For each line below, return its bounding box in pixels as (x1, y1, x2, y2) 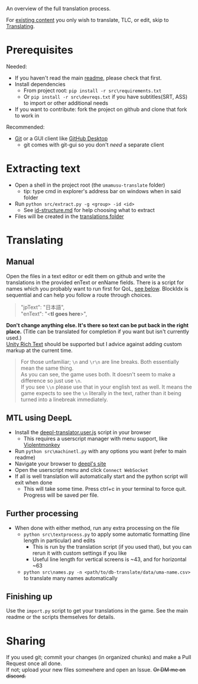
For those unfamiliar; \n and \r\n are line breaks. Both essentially (20, 358, 179, 365)
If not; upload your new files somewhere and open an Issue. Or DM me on (6, 666, 186, 673)
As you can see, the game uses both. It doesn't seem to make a (20, 370, 176, 377)
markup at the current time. (6, 347, 73, 354)
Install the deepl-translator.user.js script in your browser (14, 428, 151, 436)
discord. (6, 673, 27, 680)
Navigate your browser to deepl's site (14, 460, 106, 467)
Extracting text (6, 162, 81, 175)
